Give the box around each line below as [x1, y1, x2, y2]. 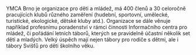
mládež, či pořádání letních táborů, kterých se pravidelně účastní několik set [6, 30, 191, 37]
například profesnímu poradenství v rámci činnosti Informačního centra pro [6, 23, 188, 30]
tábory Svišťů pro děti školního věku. [6, 42, 95, 49]
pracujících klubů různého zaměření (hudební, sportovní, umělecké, [6, 11, 169, 18]
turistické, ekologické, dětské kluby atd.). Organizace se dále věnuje [6, 18, 171, 24]
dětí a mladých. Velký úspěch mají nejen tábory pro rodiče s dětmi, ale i [6, 36, 179, 43]
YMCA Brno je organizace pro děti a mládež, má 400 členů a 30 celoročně [6, 5, 186, 12]
